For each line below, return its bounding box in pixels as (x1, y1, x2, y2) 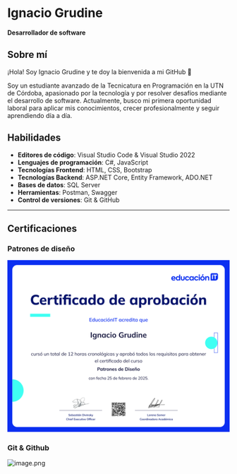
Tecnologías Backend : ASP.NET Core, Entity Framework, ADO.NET (17, 173, 213, 182)
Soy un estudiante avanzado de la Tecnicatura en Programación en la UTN (7, 81, 224, 90)
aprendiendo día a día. (7, 111, 73, 119)
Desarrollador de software (7, 28, 86, 37)
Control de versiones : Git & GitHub (17, 196, 120, 204)
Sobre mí (7, 49, 48, 61)
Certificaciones (7, 223, 78, 235)
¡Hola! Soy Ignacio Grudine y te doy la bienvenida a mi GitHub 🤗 (7, 67, 192, 76)
